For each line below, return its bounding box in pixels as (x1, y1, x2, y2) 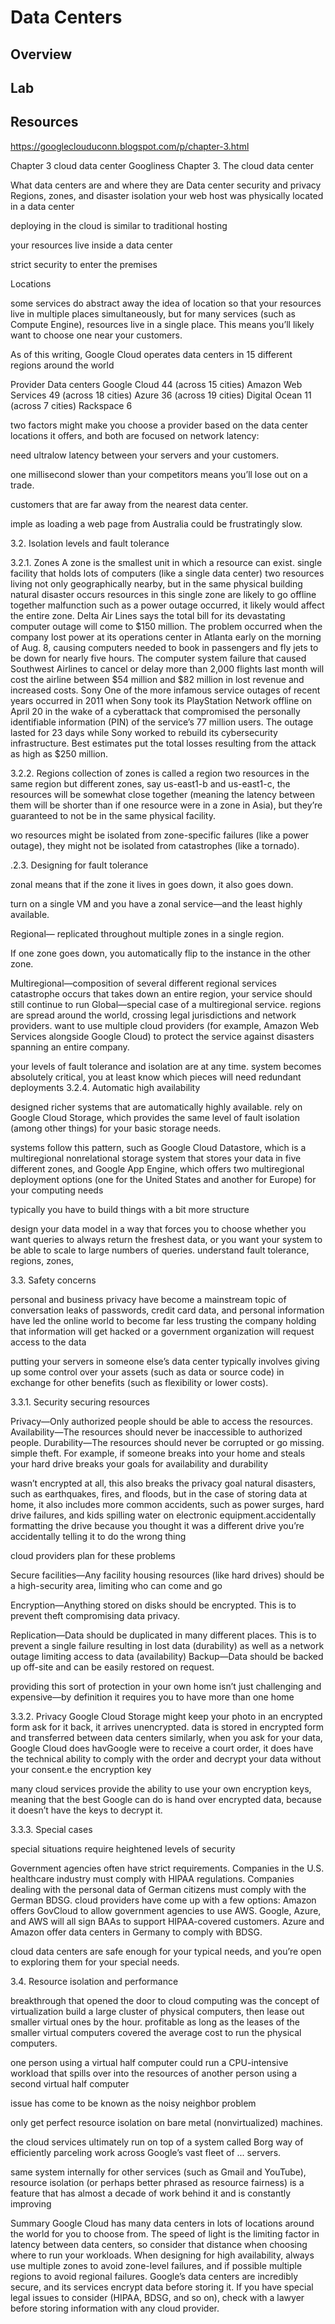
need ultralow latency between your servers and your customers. (10, 449, 280, 461)
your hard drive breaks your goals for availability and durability (10, 1457, 269, 1470)
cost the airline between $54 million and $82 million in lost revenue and (10, 673, 305, 685)
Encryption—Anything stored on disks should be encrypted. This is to (10, 1599, 297, 1611)
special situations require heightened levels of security (10, 1842, 236, 1855)
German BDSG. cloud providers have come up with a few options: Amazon (10, 1894, 317, 1906)
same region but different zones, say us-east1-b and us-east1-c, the (10, 777, 291, 790)
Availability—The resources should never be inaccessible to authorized (10, 1426, 303, 1438)
